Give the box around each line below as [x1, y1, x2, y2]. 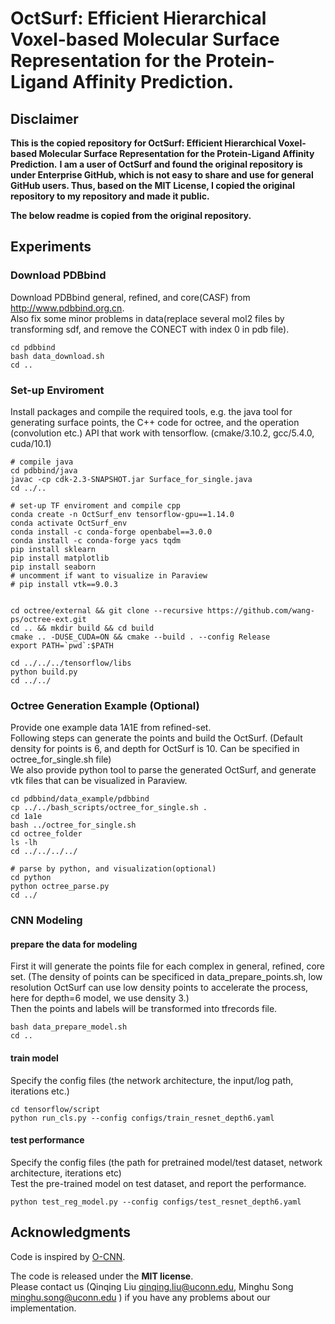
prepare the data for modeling [10, 938, 138, 950]
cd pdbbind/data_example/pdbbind [10, 794, 150, 804]
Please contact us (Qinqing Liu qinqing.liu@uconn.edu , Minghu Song [10, 1280, 294, 1292]
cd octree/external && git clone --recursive [10, 605, 203, 616]
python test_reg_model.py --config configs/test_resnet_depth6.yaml [10, 1197, 302, 1207]
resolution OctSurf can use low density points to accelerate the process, [10, 982, 309, 994]
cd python [10, 873, 52, 883]
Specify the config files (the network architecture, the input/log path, [10, 1074, 294, 1086]
